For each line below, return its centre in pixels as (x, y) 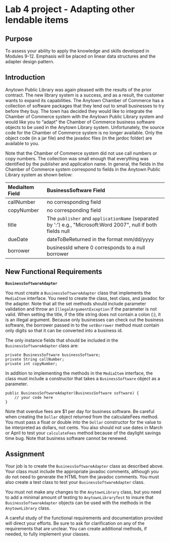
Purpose (19, 39)
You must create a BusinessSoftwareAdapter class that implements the (78, 293)
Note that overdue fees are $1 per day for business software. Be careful (80, 411)
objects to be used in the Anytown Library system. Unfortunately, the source (85, 127)
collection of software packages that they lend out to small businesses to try (85, 106)
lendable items (37, 20)
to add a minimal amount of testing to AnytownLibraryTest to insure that (79, 498)
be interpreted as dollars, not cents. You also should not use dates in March (84, 427)
